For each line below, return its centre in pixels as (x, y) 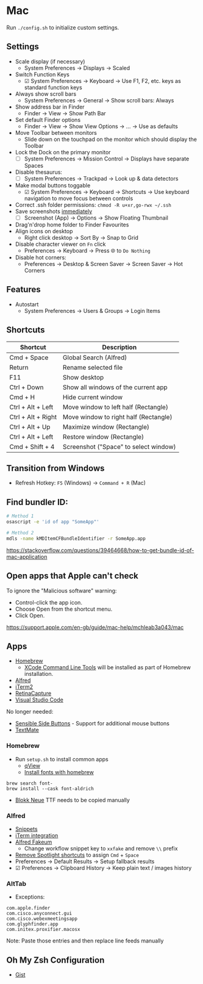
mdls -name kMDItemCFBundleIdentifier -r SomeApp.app (76, 538)
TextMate (27, 730)
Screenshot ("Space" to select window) (119, 447)
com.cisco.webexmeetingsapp (42, 919)
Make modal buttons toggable (53, 185)
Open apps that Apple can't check (73, 576)
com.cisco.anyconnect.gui (39, 914)
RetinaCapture (33, 694)
